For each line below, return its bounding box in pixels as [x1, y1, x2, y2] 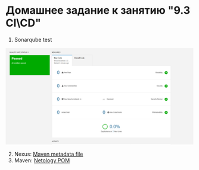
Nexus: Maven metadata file [14, 150, 83, 157]
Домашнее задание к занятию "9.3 [5, 4, 191, 17]
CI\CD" [5, 16, 41, 30]
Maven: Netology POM [14, 156, 70, 164]
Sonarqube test [14, 36, 52, 43]
